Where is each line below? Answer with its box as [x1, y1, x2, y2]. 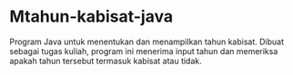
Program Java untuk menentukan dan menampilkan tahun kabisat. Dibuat [9, 36, 285, 47]
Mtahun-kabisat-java [9, 6, 174, 27]
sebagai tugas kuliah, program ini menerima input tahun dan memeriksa [9, 45, 278, 56]
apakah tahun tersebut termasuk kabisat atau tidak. [9, 55, 202, 66]
